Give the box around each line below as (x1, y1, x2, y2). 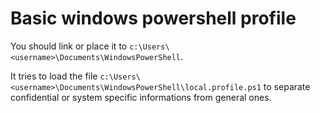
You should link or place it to (10, 40, 128, 52)
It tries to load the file (10, 70, 98, 82)
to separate (263, 80, 311, 92)
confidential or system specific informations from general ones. (10, 91, 272, 103)
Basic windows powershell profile (10, 7, 297, 30)
